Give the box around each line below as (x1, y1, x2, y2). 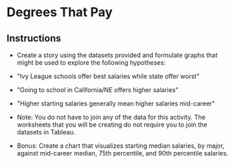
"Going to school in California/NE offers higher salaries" (16, 86, 179, 94)
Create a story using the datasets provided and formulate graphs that (16, 51, 218, 59)
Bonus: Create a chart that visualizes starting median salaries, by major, (16, 141, 224, 150)
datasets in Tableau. (16, 128, 75, 136)
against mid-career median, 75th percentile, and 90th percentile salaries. (16, 149, 229, 157)
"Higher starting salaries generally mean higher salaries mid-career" (16, 99, 215, 108)
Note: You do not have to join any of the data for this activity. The (16, 113, 205, 121)
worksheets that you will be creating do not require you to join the (16, 120, 208, 129)
